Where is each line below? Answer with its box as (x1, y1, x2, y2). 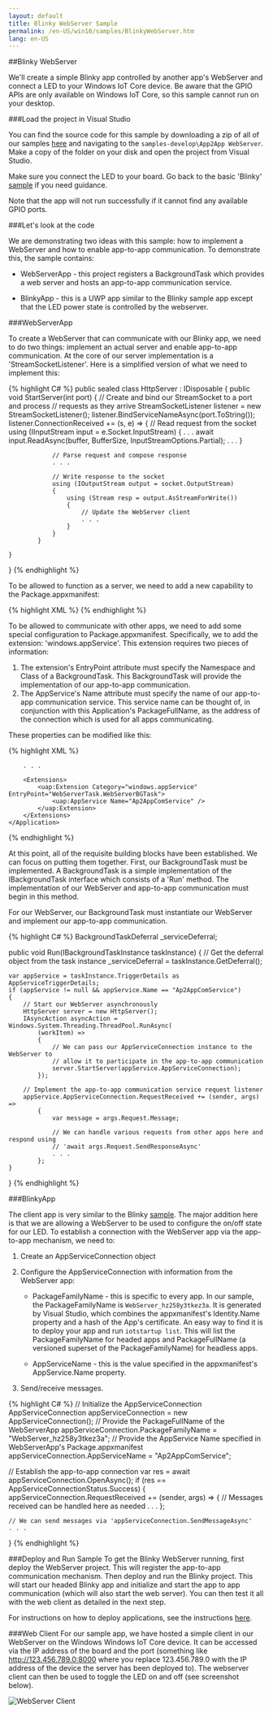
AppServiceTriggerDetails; (8, 979, 100, 987)
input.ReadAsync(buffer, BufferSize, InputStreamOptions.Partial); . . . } (8, 436, 243, 445)
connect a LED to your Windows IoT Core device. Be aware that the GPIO (8, 81, 253, 91)
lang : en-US (8, 34, 49, 43)
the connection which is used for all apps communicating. (19, 714, 214, 724)
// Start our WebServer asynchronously (23, 1000, 158, 1008)
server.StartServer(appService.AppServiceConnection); (51, 1065, 242, 1073)
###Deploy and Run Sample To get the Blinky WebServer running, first (8, 1554, 245, 1564)
